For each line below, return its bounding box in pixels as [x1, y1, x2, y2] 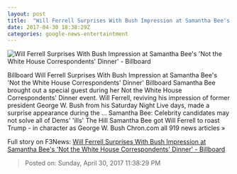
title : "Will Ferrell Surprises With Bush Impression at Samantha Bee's [7, 17, 231, 24]
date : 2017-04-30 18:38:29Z [7, 23, 91, 31]
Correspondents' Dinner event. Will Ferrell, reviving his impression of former [7, 94, 231, 102]
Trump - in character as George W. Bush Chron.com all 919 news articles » [7, 124, 226, 132]
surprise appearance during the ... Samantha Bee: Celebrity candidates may [7, 109, 229, 117]
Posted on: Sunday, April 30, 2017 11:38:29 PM [24, 159, 161, 168]
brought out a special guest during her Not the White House [7, 86, 182, 94]
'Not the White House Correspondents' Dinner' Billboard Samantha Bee [7, 79, 216, 87]
